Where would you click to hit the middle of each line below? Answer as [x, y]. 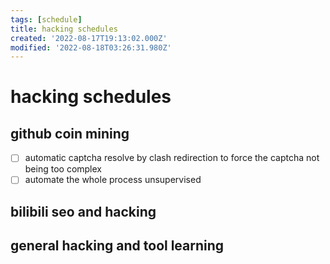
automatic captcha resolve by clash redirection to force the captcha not [172, 158]
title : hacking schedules [64, 29]
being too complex [63, 169]
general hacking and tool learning [117, 246]
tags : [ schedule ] [46, 19]
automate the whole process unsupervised [113, 180]
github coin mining [70, 133]
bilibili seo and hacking [83, 211]
